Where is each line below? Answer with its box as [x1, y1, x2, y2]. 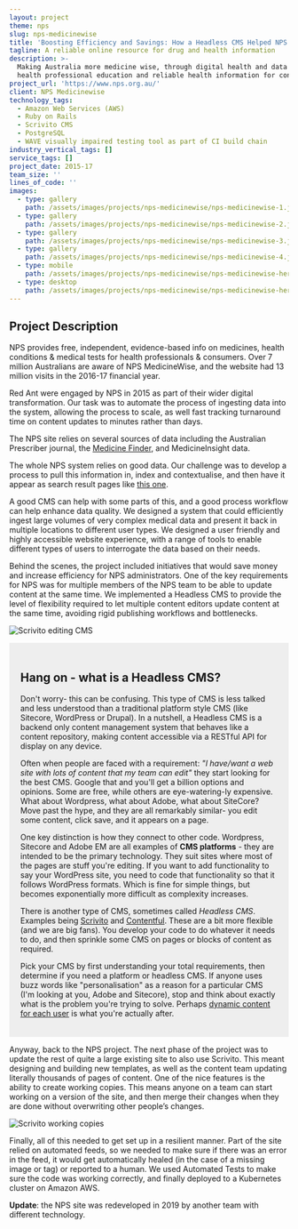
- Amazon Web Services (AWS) [17, 104, 125, 113]
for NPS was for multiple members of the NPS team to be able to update [9, 580, 272, 590]
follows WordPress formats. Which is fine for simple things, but [20, 880, 251, 890]
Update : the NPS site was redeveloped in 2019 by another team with [9, 1200, 259, 1210]
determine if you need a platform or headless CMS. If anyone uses [20, 970, 263, 981]
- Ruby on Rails [17, 112, 77, 121]
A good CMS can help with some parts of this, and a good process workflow [9, 496, 288, 507]
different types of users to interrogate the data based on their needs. [9, 543, 261, 554]
